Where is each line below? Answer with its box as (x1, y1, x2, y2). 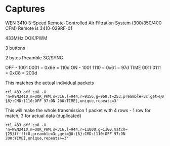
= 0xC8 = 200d (5, 69, 37, 76)
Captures (5, 3, 46, 15)
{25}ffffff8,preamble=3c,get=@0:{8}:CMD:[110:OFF (5, 131, 112, 136)
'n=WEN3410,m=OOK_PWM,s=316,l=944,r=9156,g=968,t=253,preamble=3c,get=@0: (5, 94, 166, 99)
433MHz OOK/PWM (5, 35, 48, 41)
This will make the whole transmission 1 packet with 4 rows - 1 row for (5, 107, 151, 113)
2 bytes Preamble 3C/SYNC (5, 54, 63, 61)
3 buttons (5, 45, 25, 51)
